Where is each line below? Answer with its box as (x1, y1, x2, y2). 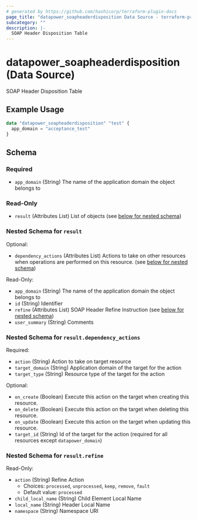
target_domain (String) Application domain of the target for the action (14, 364, 182, 371)
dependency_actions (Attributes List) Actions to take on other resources (14, 252, 186, 259)
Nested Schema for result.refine (6, 452, 104, 459)
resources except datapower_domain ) (14, 437, 103, 444)
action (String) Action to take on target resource (14, 358, 131, 365)
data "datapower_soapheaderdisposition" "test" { (6, 120, 130, 126)
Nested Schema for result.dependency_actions (6, 333, 141, 341)
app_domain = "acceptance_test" (11, 126, 91, 132)
